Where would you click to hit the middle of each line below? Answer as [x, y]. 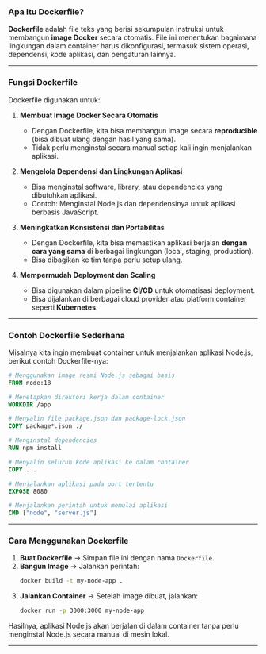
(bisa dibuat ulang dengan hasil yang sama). [104, 139]
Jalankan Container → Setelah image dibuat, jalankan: [109, 596]
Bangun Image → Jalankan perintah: [80, 567]
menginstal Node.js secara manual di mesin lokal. [89, 634]
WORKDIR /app [30, 404]
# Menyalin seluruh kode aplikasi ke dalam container [99, 462]
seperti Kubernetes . [65, 307]
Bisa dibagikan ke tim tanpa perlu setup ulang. [107, 260]
